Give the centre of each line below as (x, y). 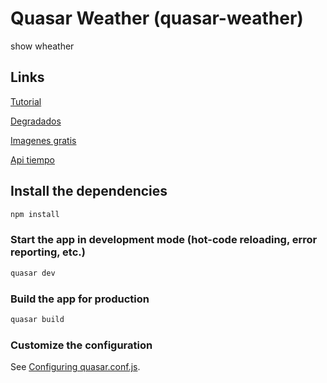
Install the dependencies (89, 191)
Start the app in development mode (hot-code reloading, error (164, 240)
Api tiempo (32, 159)
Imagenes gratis (43, 140)
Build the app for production (80, 299)
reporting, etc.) (48, 252)
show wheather (42, 46)
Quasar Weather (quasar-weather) (157, 18)
